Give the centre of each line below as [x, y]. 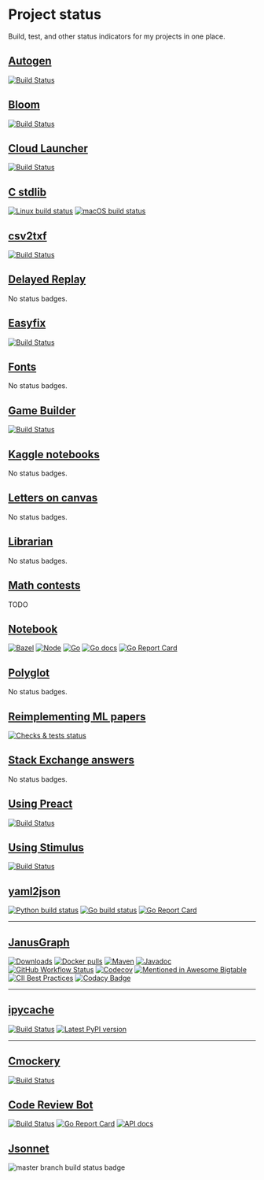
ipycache [31, 1010]
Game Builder [42, 411]
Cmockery [34, 1062]
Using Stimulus [46, 847]
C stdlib [27, 192]
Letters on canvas [53, 498]
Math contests [44, 585]
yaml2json [35, 891]
